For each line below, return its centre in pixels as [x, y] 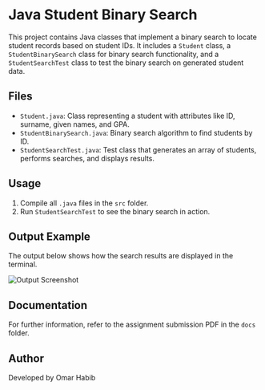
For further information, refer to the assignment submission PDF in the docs [132, 325]
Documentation [48, 305]
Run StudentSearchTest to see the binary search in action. [115, 211]
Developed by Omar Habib [52, 378]
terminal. [23, 264]
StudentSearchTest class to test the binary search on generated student [126, 63]
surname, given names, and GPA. [75, 124]
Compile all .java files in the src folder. [84, 203]
